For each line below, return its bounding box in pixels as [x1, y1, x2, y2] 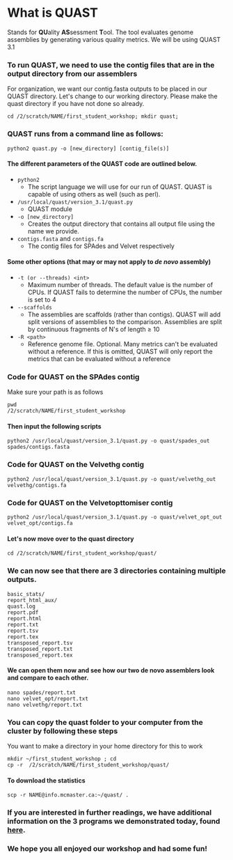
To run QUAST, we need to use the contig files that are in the [7, 60, 215, 70]
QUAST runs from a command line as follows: [7, 129, 163, 139]
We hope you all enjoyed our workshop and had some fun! [7, 844, 207, 854]
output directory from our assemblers [7, 68, 138, 78]
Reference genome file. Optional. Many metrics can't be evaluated [27, 339, 218, 348]
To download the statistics [7, 776, 86, 785]
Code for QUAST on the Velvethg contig [7, 460, 145, 470]
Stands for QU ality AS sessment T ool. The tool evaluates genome [7, 28, 193, 36]
